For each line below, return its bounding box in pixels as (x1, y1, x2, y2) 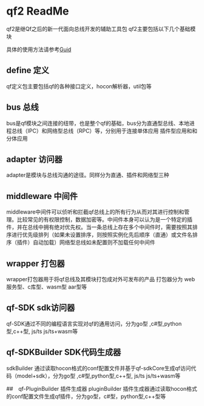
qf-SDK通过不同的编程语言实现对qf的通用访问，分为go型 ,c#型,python (6, 320, 182, 327)
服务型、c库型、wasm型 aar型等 (6, 283, 87, 290)
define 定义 (6, 65, 50, 75)
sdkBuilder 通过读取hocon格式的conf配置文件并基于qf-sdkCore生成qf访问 (6, 364, 191, 372)
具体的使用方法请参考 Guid (6, 46, 72, 53)
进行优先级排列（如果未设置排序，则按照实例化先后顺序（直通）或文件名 (11, 231, 192, 239)
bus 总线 (6, 102, 39, 113)
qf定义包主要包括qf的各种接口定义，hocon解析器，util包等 (6, 82, 152, 89)
